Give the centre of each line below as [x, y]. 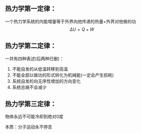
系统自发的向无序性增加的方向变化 [46, 81]
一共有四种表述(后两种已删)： [35, 58]
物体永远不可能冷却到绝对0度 [34, 116]
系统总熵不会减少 [29, 87]
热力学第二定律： [31, 46]
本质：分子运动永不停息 [29, 127]
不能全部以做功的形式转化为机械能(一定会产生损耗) [63, 75]
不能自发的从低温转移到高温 [40, 69]
